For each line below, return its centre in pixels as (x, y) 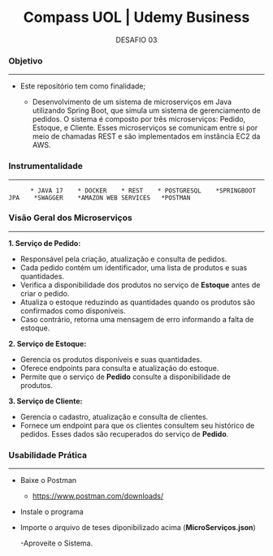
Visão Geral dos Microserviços (70, 218)
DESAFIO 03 (136, 40)
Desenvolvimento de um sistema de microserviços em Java (132, 102)
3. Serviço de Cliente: (45, 401)
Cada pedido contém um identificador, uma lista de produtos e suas (134, 267)
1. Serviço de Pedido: (45, 243)
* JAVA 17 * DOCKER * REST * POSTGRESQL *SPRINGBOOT (143, 191)
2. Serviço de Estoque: (48, 343)
